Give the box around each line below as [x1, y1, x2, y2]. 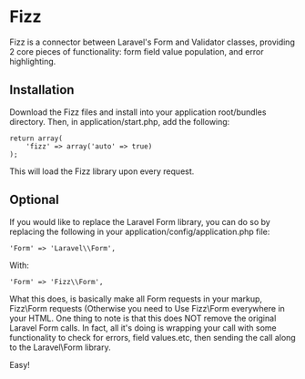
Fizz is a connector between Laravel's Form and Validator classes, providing [9, 36, 296, 47]
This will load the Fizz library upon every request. [9, 166, 195, 177]
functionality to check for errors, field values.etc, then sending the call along [9, 332, 296, 343]
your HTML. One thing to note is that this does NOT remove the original [9, 312, 277, 323]
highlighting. [9, 56, 56, 67]
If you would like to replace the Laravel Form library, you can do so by [9, 216, 270, 227]
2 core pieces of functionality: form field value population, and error [9, 46, 264, 56]
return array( [9, 134, 64, 143]
